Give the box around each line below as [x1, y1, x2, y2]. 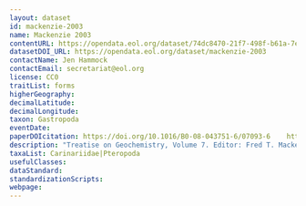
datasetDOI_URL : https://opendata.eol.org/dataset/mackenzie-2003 [9, 47, 267, 57]
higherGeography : [9, 89, 76, 98]
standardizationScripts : [9, 174, 104, 183]
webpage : [9, 183, 43, 192]
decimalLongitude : [9, 107, 79, 116]
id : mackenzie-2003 [9, 22, 84, 31]
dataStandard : [9, 166, 64, 175]
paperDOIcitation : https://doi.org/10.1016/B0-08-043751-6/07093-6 [9, 132, 271, 141]
